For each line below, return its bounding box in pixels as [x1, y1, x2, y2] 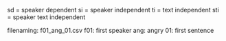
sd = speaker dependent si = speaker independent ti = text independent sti [7, 6, 220, 14]
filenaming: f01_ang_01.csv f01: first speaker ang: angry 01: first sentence [7, 27, 214, 34]
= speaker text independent [7, 13, 86, 21]
